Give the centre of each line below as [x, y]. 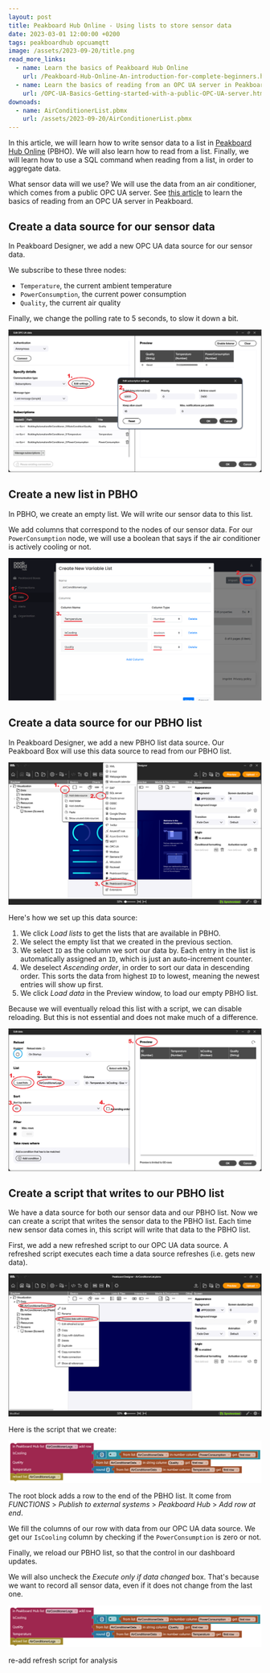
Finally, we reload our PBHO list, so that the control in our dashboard [122, 1553]
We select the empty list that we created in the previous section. [126, 941]
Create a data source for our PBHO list [105, 723]
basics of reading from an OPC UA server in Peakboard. [101, 201]
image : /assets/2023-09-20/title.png [72, 51]
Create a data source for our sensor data [112, 227]
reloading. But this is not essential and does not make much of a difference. [133, 1017]
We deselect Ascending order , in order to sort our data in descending [135, 967]
